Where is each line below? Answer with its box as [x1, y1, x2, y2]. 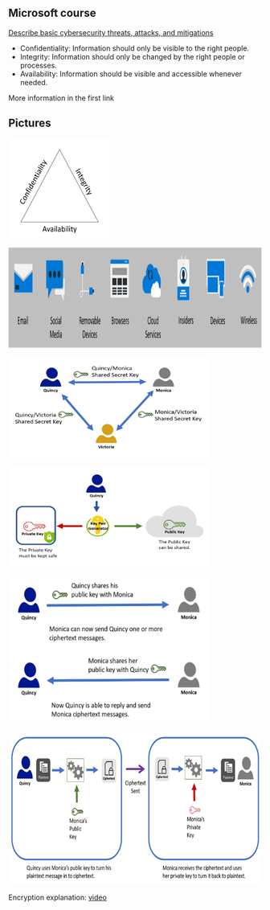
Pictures [8, 117, 51, 130]
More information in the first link [8, 92, 115, 103]
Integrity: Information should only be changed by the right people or [19, 51, 245, 61]
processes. [19, 60, 58, 70]
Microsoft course [8, 6, 96, 20]
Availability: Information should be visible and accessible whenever [19, 68, 243, 79]
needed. [19, 77, 48, 87]
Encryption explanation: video [8, 892, 107, 902]
